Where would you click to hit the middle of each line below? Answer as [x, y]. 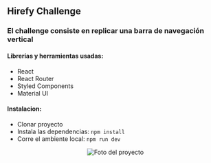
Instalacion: [24, 109]
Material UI [33, 93]
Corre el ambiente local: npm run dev [69, 139]
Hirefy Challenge [44, 11]
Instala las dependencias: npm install [71, 131]
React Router [35, 78]
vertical [20, 39]
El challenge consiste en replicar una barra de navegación [106, 31]
